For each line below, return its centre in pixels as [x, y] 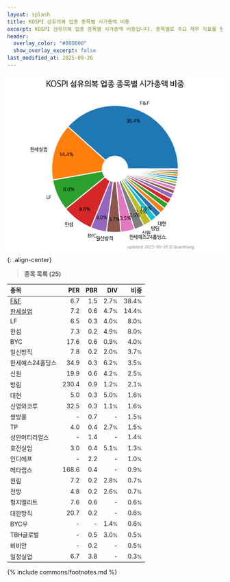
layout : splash [29, 14]
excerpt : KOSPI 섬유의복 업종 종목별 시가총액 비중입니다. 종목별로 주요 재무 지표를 [112, 29]
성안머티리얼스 [29, 437]
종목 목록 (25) [42, 274]
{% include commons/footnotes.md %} [62, 572]
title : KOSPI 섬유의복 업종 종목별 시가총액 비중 [68, 22]
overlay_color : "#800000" [50, 44]
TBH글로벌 [25, 535]
